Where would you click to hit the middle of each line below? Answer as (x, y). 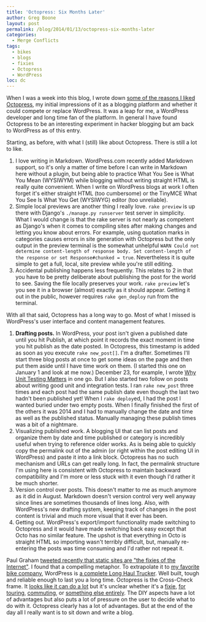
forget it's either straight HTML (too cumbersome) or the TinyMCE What (106, 193)
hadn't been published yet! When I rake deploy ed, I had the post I (98, 399)
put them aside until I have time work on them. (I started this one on (101, 366)
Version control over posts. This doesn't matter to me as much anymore (106, 490)
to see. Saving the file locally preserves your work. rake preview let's (102, 283)
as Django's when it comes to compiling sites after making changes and (106, 226)
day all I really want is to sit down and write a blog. (70, 612)
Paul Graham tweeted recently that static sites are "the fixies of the (91, 560)
